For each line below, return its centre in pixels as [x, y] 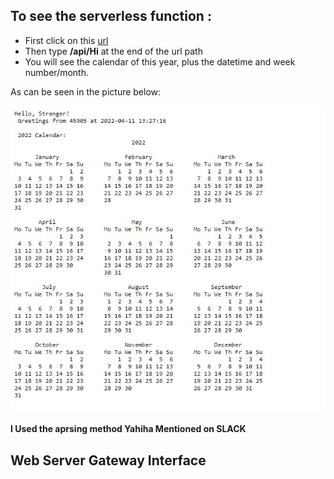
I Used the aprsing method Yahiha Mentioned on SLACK [128, 429]
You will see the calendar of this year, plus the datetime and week [160, 61]
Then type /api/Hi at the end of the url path [113, 51]
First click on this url [66, 40]
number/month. [57, 72]
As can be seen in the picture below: [86, 91]
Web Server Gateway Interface [108, 460]
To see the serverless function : [111, 16]
